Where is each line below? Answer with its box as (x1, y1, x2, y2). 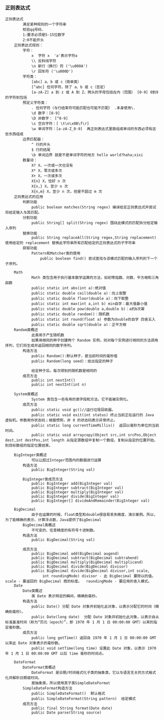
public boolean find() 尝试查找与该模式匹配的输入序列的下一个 (40, 256, 158, 261)
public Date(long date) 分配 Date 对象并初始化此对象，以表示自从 (31, 615, 159, 620)
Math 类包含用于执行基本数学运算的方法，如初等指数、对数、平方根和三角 (31, 275, 159, 280)
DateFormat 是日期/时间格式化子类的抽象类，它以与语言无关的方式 (31, 670, 149, 675)
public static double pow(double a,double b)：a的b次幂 (31, 306, 145, 312)
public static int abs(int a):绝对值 (31, 286, 106, 291)
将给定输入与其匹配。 (5, 210, 42, 215)
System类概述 (14, 392, 38, 397)
